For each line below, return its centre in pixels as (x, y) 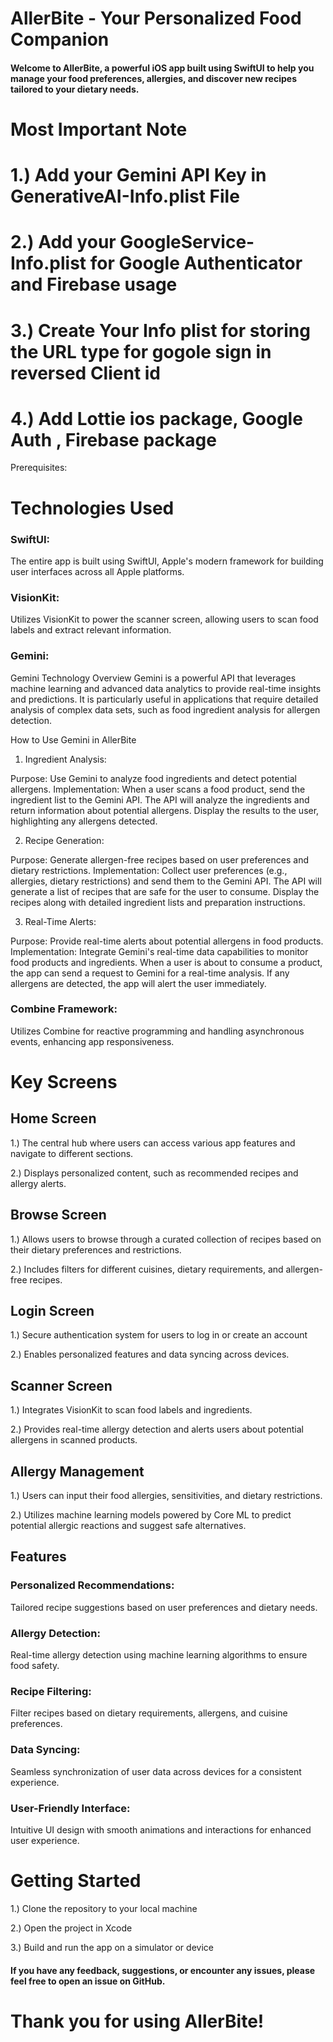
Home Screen (53, 1118)
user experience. (45, 1840)
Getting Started (76, 1881)
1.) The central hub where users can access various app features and (153, 1143)
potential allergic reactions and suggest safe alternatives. (128, 1526)
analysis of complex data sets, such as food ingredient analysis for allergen (165, 709)
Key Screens (64, 1082)
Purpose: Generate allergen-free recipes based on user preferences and (159, 859)
